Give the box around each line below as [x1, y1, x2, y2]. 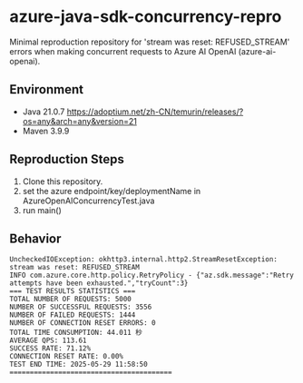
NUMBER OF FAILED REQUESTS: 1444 [9, 310, 136, 319]
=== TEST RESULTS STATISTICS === [9, 287, 136, 296]
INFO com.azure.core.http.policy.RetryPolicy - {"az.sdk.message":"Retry [9, 270, 295, 280]
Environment [9, 82, 84, 97]
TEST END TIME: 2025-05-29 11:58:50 [9, 360, 148, 369]
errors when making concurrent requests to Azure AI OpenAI [9, 45, 237, 56]
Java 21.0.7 [22, 106, 65, 117]
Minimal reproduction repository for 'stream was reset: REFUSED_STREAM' [9, 36, 290, 47]
